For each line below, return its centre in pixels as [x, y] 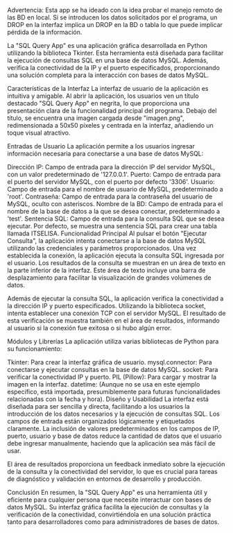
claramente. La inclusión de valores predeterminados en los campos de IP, [114, 429]
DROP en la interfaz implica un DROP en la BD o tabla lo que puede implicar [115, 25]
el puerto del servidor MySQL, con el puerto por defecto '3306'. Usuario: [111, 182]
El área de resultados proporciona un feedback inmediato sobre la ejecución [116, 464]
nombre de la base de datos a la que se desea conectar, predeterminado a [114, 211]
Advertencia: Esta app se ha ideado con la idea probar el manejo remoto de [115, 10]
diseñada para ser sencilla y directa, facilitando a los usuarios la [98, 406]
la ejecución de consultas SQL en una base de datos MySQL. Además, [108, 60]
